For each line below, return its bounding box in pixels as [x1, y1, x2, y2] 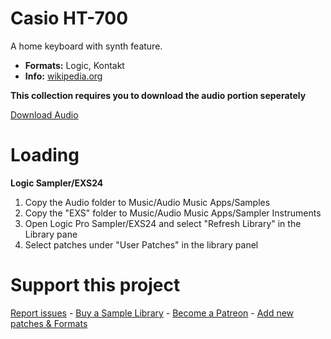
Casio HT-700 [10, 7, 129, 30]
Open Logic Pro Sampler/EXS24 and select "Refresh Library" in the [24, 217, 302, 229]
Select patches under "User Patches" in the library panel [24, 238, 259, 251]
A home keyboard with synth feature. [10, 40, 163, 52]
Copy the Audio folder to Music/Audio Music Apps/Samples [24, 196, 271, 208]
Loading [10, 144, 80, 167]
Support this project [10, 274, 181, 297]
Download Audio [10, 108, 79, 121]
